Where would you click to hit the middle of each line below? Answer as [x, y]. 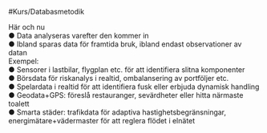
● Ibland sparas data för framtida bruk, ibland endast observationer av [125, 44]
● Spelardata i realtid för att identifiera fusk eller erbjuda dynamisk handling [134, 87]
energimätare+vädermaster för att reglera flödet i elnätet [102, 121]
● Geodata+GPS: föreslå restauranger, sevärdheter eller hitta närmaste [126, 95]
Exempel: [24, 61]
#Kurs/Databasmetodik [47, 12]
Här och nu [27, 27]
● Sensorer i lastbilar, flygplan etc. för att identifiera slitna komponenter [127, 70]
